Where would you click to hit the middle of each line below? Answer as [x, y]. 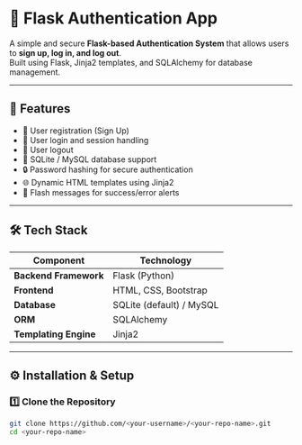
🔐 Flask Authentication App [114, 18]
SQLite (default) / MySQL [165, 304]
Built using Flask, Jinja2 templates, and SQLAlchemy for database [131, 62]
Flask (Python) [143, 276]
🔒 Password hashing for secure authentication [107, 169]
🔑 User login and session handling [85, 140]
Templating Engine [55, 334]
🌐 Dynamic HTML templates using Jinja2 [98, 182]
